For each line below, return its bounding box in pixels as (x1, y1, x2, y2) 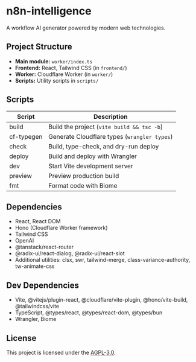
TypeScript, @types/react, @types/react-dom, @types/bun (14, 309, 163, 316)
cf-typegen (9, 132, 43, 141)
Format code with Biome (48, 181, 118, 189)
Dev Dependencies (6, 280, 80, 290)
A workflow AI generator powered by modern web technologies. (6, 24, 166, 31)
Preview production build (48, 171, 119, 180)
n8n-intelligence (6, 4, 92, 18)
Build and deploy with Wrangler (48, 152, 138, 160)
